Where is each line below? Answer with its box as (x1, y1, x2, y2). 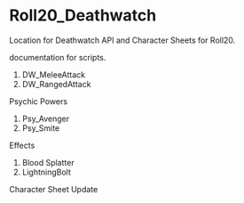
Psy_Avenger (21, 113, 70, 124)
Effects (9, 140, 35, 150)
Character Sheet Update (9, 183, 98, 194)
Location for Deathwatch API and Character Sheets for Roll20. (9, 35, 236, 45)
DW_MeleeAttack (21, 69, 86, 80)
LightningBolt (21, 166, 71, 177)
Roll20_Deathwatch (9, 5, 157, 26)
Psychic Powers (9, 95, 68, 107)
